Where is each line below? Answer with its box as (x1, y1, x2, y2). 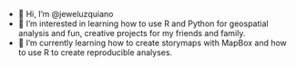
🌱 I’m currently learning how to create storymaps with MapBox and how (17, 37, 287, 48)
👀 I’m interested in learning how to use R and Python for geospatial (17, 18, 269, 29)
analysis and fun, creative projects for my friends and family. (17, 28, 246, 38)
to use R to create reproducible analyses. (17, 47, 173, 58)
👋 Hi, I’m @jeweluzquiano (17, 9, 114, 19)
